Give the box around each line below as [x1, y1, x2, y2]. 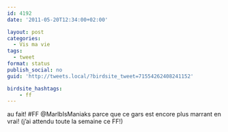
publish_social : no [7, 66, 63, 73]
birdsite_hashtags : [7, 85, 63, 92]
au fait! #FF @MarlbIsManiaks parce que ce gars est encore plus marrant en [7, 110, 222, 118]
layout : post [7, 29, 44, 35]
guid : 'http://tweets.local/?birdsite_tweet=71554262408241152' [7, 73, 194, 80]
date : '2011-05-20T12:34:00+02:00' [7, 16, 109, 23]
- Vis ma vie [13, 42, 51, 48]
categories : [7, 35, 41, 42]
